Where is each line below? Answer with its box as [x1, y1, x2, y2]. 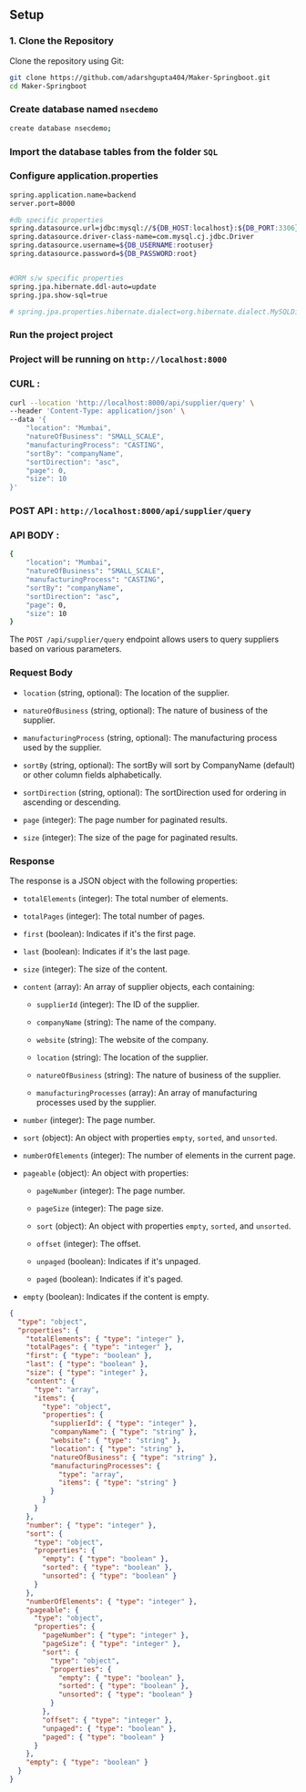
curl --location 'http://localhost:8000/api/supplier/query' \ [9, 398, 255, 407]
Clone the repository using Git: [9, 55, 125, 67]
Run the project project [9, 328, 114, 341]
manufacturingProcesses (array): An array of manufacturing [36, 1087, 258, 1097]
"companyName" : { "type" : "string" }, [49, 1427, 198, 1437]
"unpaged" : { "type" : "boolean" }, [42, 1724, 178, 1733]
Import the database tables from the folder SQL [9, 145, 219, 158]
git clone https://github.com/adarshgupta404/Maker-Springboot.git [9, 73, 271, 82]
